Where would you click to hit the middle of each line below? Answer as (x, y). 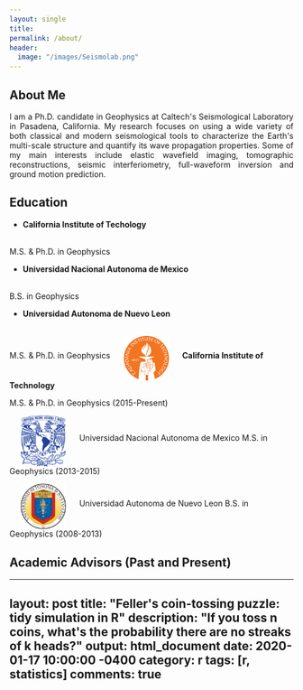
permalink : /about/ (46, 38)
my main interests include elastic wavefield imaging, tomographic (151, 154)
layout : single (38, 19)
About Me (37, 95)
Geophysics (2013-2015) (55, 471)
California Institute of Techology (84, 224)
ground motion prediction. (58, 174)
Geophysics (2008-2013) (56, 534)
